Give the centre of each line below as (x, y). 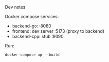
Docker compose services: (32, 16)
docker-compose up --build (32, 55)
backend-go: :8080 (32, 26)
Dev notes (15, 7)
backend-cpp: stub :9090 (38, 36)
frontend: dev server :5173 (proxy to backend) (58, 31)
